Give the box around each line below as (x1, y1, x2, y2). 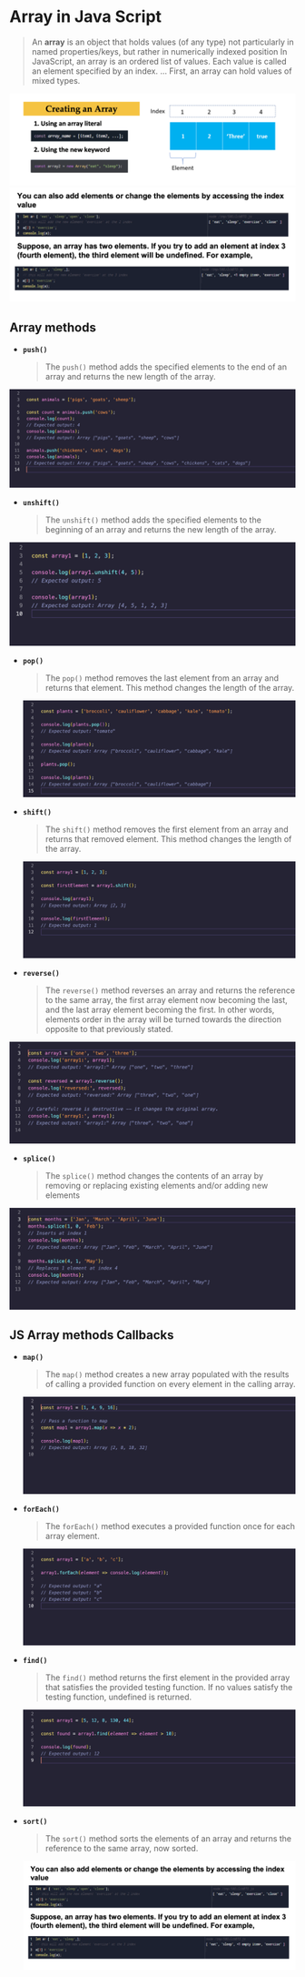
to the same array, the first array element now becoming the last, (44, 995, 288, 1006)
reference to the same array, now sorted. (44, 1843, 199, 1854)
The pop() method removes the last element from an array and (44, 672, 280, 684)
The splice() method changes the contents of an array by (44, 1170, 264, 1181)
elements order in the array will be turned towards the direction (44, 1014, 281, 1025)
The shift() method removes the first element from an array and (44, 824, 289, 835)
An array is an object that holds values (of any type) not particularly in (31, 36, 294, 47)
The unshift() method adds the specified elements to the (44, 514, 261, 525)
